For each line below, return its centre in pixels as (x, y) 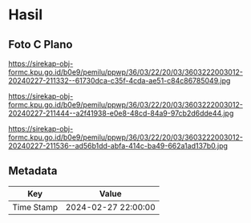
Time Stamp (35, 207)
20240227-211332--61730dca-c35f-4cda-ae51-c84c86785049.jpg (119, 81)
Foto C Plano (40, 45)
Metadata (33, 171)
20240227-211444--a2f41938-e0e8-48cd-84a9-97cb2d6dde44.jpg (121, 113)
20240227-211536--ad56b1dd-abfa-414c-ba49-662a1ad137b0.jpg (118, 146)
